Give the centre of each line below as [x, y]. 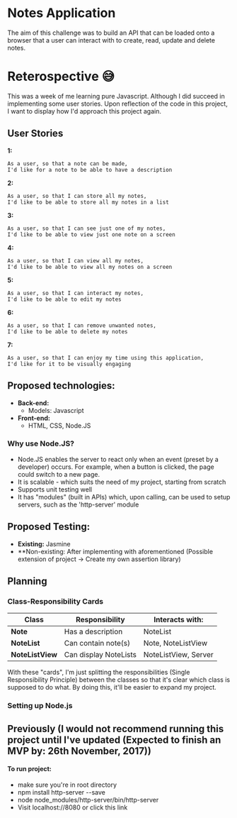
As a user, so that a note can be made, [68, 164]
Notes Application [62, 13]
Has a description [93, 631]
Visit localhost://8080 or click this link [73, 807]
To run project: [29, 769]
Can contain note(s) [97, 643]
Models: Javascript [56, 410]
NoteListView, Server [178, 655]
